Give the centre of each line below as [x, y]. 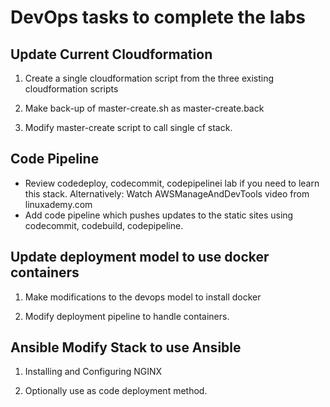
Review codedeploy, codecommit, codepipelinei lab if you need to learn [172, 183]
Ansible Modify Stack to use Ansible [126, 347]
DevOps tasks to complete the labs [158, 17]
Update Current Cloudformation [111, 54]
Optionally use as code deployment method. [116, 391]
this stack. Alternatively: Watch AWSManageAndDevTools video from [167, 193]
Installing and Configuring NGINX [93, 372]
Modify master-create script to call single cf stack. [128, 127]
